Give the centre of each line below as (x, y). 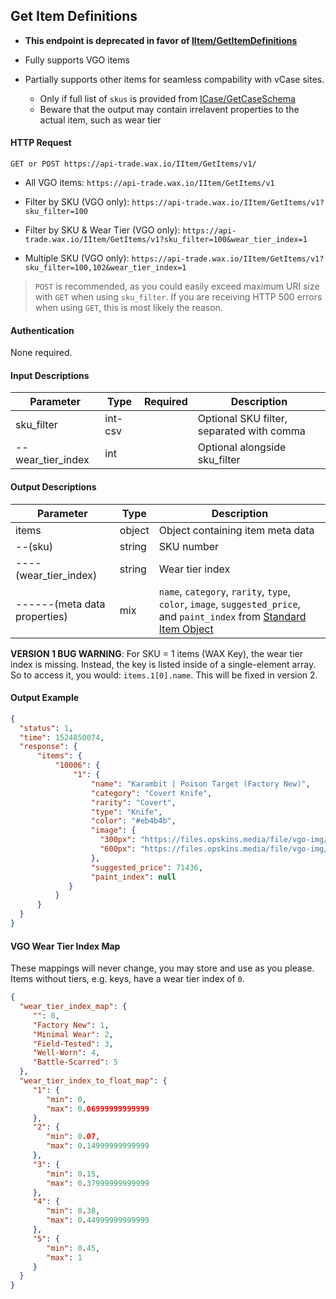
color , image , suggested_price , (229, 604)
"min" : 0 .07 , (73, 1137)
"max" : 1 (64, 1257)
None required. (41, 353)
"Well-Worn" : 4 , (66, 1053)
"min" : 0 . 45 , (73, 1248)
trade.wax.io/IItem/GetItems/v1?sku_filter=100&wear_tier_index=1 (166, 240)
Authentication (42, 330)
